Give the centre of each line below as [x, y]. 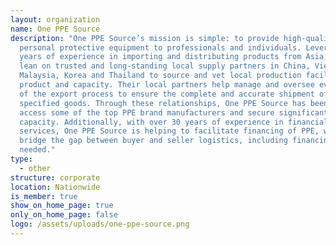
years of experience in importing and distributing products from [160, 57]
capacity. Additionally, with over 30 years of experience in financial [174, 122]
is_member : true [44, 196]
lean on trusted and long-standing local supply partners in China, [165, 66]
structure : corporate [55, 177]
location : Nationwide [55, 187]
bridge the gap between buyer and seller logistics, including [153, 141]
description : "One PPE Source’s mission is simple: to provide [145, 38]
